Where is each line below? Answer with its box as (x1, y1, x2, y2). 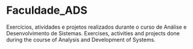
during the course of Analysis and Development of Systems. (6, 36, 156, 43)
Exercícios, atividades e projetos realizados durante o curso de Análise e (6, 23, 187, 30)
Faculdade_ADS (6, 4, 87, 17)
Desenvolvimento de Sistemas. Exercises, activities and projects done (6, 29, 180, 36)
